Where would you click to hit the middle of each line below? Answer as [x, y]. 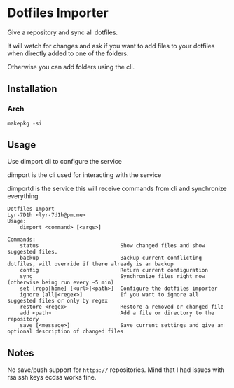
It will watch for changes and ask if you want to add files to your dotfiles [111, 46]
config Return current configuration [114, 270]
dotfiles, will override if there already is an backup [90, 264]
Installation [32, 89]
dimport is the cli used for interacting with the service [84, 175]
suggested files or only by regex [58, 301]
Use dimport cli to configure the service [65, 162]
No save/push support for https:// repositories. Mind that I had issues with [116, 370]
